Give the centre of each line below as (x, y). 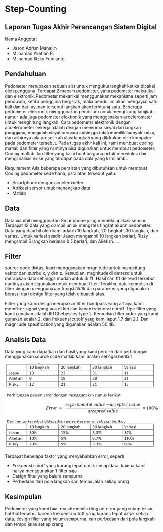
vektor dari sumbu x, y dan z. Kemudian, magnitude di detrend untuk (74, 273)
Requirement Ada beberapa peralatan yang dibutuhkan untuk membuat (76, 168)
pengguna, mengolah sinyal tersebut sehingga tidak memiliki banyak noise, (80, 133)
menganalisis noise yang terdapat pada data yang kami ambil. (67, 158)
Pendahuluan (26, 74)
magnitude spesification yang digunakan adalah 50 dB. (60, 324)
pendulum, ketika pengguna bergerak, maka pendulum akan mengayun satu (81, 101)
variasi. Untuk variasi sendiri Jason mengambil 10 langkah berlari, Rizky (77, 236)
